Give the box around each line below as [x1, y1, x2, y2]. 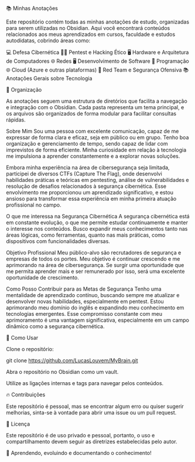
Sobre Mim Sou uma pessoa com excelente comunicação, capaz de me [6, 128, 179, 134]
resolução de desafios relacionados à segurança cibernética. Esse [6, 183, 167, 190]
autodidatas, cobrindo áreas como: [6, 37, 91, 44]
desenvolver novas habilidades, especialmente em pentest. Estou [6, 298, 164, 305]
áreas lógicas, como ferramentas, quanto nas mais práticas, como [6, 231, 166, 238]
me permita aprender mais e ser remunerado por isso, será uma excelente [6, 268, 185, 275]
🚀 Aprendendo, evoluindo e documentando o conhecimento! [6, 450, 152, 456]
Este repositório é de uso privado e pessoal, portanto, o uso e [6, 432, 155, 439]
